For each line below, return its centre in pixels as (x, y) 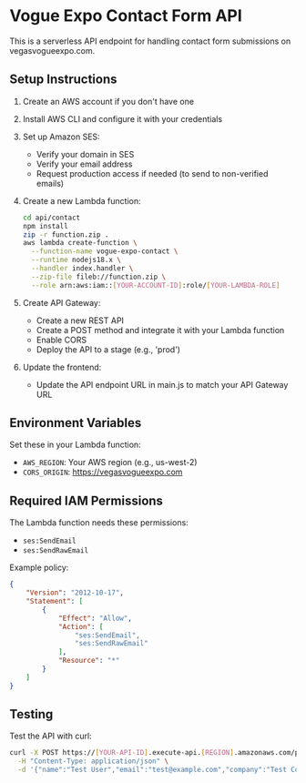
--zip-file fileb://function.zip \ (99, 277)
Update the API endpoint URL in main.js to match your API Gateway (162, 384)
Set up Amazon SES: (61, 137)
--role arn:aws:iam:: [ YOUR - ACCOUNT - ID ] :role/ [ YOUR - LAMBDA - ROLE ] (156, 285)
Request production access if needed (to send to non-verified (152, 173)
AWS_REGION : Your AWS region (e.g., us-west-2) (110, 463)
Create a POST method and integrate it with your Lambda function (160, 330)
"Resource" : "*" (89, 661)
